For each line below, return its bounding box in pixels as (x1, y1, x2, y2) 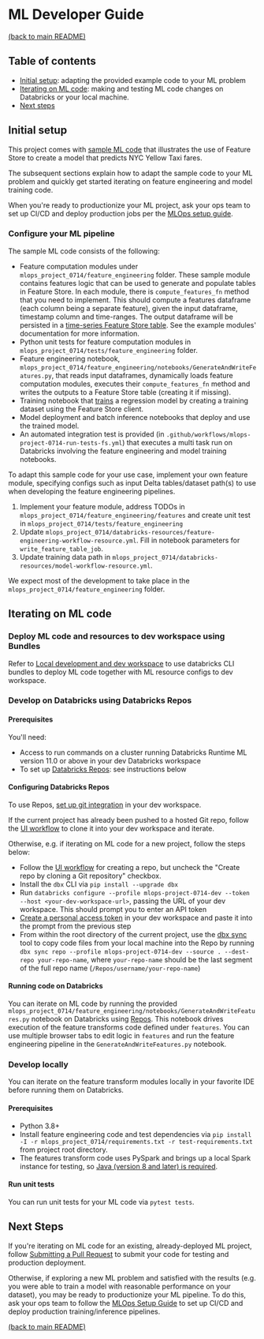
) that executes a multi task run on (121, 437, 233, 447)
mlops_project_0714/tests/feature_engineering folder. (19, 345, 199, 354)
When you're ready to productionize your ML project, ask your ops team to (8, 200, 251, 210)
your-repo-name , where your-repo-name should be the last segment (37, 955, 253, 964)
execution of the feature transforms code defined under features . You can (8, 1022, 250, 1032)
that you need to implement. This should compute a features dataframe (19, 294, 251, 305)
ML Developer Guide (8, 6, 144, 24)
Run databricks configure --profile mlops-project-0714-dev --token (19, 887, 250, 897)
